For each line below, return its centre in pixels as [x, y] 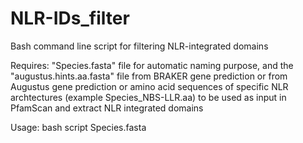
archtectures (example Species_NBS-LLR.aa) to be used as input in [148, 97]
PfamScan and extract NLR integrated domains [107, 108]
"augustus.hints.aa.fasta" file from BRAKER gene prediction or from [149, 76]
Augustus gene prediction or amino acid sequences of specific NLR [149, 86]
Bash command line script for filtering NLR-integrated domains [139, 46]
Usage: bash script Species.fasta [78, 127]
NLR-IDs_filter [70, 18]
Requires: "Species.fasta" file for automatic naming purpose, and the [152, 65]
